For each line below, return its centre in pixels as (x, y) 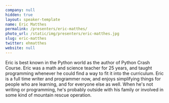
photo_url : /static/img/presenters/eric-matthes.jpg (62, 34)
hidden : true (19, 15)
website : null (20, 48)
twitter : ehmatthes (26, 43)
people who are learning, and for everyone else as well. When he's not (79, 84)
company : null (20, 10)
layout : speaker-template (33, 19)
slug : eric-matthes (26, 39)
